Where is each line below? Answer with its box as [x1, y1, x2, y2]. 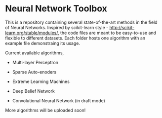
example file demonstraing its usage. [5, 40, 81, 46]
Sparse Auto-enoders [12, 69, 57, 75]
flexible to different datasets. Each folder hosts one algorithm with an [5, 35, 146, 41]
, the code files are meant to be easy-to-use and [57, 30, 157, 36]
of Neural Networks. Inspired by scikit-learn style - [5, 24, 109, 30]
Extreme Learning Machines [12, 79, 70, 84]
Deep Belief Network [12, 88, 55, 94]
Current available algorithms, [5, 50, 64, 56]
